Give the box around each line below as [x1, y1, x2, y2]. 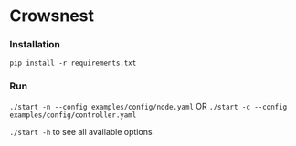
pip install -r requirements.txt [9, 58, 137, 68]
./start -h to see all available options [9, 126, 153, 137]
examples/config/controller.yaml [9, 110, 137, 120]
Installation [9, 38, 61, 51]
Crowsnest [9, 5, 94, 26]
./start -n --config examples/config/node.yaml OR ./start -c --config [9, 100, 288, 111]
